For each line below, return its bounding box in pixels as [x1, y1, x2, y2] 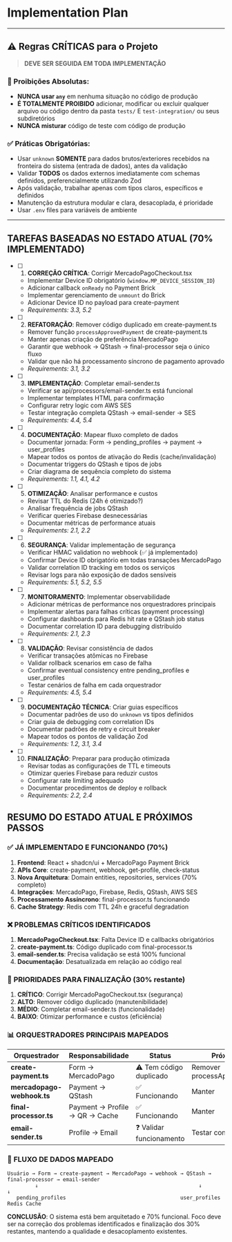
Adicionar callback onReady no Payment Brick [27, 284, 156, 292]
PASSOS [7, 822, 44, 834]
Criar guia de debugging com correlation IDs [27, 718, 155, 726]
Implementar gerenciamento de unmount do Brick [27, 291, 166, 299]
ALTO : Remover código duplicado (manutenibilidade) [17, 998, 168, 1006]
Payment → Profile [68, 1102, 129, 1111]
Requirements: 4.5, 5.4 [27, 688, 92, 696]
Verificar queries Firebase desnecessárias [27, 512, 148, 520]
